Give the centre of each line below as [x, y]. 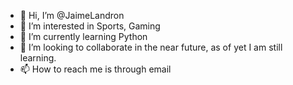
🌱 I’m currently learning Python [83, 36]
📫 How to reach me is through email [95, 69]
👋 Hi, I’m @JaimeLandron [72, 15]
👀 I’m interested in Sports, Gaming [90, 26]
